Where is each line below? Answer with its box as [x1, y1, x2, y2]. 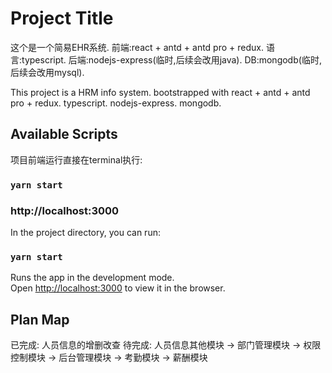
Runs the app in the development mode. [10, 272, 175, 284]
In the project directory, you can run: [10, 226, 161, 238]
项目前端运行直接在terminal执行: [10, 153, 143, 166]
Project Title [10, 7, 114, 30]
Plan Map [10, 311, 70, 328]
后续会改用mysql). [10, 66, 85, 78]
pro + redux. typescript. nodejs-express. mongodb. [10, 97, 222, 109]
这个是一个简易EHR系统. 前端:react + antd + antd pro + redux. [10, 41, 264, 53]
